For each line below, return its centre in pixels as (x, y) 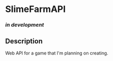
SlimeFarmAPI (36, 9)
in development (25, 25)
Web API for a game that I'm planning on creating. (57, 53)
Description (24, 41)
